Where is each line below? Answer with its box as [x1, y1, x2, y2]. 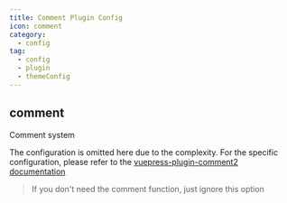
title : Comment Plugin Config [9, 13, 124, 23]
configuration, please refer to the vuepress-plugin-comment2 [9, 156, 239, 167]
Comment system [9, 129, 75, 140]
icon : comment [9, 22, 63, 31]
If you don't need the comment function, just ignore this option [31, 183, 264, 194]
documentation [9, 166, 66, 177]
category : [9, 30, 47, 39]
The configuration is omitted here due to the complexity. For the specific [9, 146, 278, 158]
